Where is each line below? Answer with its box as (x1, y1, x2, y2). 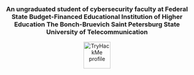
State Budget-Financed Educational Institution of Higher (11, 12, 183, 21)
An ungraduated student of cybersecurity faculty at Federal (6, 5, 188, 13)
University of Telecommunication (45, 27, 149, 36)
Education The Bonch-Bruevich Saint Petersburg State (14, 20, 180, 29)
